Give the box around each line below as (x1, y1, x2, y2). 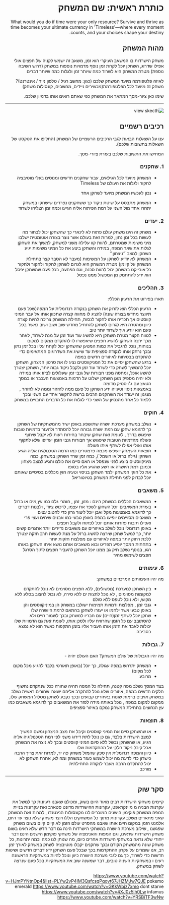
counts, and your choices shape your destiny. (69, 29, 164, 35)
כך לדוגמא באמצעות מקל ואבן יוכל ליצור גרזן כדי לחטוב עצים (37, 509, 151, 515)
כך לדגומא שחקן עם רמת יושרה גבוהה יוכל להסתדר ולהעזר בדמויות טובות (14, 426, 151, 432)
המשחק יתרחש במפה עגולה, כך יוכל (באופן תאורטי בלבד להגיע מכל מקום (13, 662, 151, 669)
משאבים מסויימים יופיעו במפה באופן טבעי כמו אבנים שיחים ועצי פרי (24, 514, 151, 521)
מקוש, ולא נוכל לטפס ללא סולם (93, 596, 151, 602)
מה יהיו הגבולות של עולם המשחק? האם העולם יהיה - (64, 652, 164, 658)
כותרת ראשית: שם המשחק (57, 2, 164, 14)
